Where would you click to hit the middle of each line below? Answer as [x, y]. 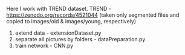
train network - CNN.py [44, 45]
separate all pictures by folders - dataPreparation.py [80, 39]
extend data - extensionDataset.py [58, 33]
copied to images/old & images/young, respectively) [71, 21]
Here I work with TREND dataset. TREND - [59, 9]
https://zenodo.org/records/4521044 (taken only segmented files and [93, 15]
